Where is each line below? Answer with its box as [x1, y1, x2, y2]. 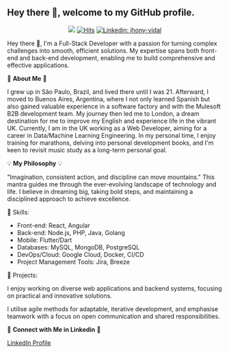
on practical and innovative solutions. [7, 291, 113, 300]
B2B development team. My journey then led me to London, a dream [7, 109, 200, 117]
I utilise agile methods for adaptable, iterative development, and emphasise [7, 304, 219, 313]
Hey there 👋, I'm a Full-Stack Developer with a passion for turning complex [7, 39, 217, 47]
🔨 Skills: [7, 208, 29, 216]
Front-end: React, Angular [16, 221, 90, 230]
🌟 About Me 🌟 [7, 74, 47, 82]
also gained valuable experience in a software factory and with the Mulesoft [7, 102, 221, 110]
